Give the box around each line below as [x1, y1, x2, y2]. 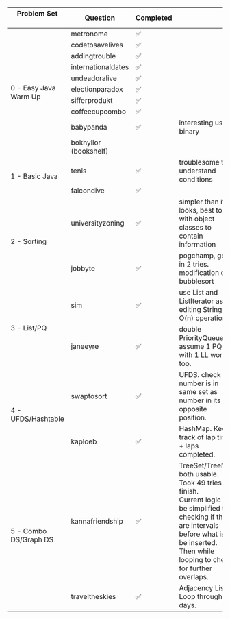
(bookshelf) [71, 147, 109, 156]
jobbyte [71, 264, 96, 273]
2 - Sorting [10, 236, 47, 246]
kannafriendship [71, 517, 123, 526]
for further [179, 563, 212, 573]
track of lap [179, 433, 216, 441]
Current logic [179, 495, 221, 505]
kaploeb [71, 437, 97, 446]
